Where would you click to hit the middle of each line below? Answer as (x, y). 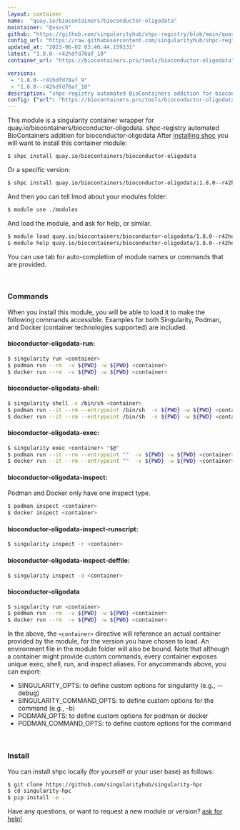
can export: (24, 671)
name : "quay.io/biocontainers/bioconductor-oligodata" (92, 21)
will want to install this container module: (67, 143)
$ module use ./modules (43, 209)
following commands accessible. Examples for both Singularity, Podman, (114, 319)
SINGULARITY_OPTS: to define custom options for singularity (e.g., (116, 686)
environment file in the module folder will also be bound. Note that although (119, 649)
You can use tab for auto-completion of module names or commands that (115, 256)
